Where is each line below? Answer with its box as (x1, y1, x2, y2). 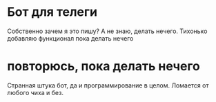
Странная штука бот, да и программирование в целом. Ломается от (7, 81, 209, 90)
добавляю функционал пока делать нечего (7, 34, 134, 42)
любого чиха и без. (7, 88, 64, 96)
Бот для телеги (7, 4, 98, 20)
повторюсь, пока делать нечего (7, 59, 200, 74)
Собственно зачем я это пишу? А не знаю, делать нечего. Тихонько (7, 27, 208, 35)
